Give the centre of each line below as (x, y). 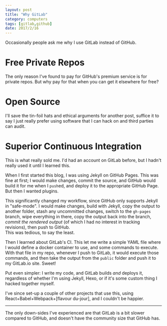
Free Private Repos (45, 63)
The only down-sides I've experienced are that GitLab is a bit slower (75, 313)
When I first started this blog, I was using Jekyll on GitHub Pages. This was (82, 175)
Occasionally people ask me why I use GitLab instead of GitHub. (71, 42)
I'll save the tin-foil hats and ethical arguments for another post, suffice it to (82, 116)
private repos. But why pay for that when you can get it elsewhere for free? (82, 82)
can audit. (15, 126)
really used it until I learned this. (38, 165)
